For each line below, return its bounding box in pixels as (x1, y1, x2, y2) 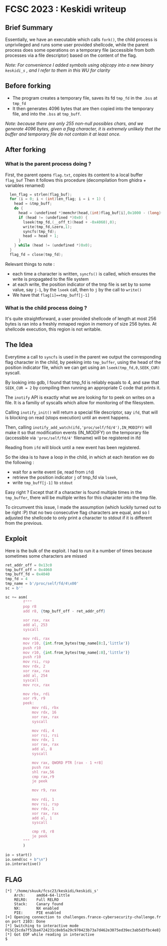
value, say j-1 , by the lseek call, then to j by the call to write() (12, 286, 142, 292)
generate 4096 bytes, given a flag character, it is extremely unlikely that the (5, 125, 161, 131)
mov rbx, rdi (23, 691, 50, 697)
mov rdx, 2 (23, 664, 46, 669)
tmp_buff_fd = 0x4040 (5, 572, 50, 577)
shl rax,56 (31, 769, 55, 775)
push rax (31, 765, 50, 770)
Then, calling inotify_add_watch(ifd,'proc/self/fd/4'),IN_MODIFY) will (5, 424, 153, 430)
